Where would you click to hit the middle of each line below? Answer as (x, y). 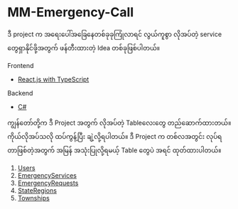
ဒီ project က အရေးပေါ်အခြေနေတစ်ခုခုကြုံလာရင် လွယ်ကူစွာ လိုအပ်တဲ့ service (115, 34)
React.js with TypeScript (53, 79)
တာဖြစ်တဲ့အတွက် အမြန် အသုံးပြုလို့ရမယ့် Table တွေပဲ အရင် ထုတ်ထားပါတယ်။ (114, 150)
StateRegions (37, 190)
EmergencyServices (47, 175)
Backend (20, 93)
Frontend (21, 65)
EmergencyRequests (48, 183)
